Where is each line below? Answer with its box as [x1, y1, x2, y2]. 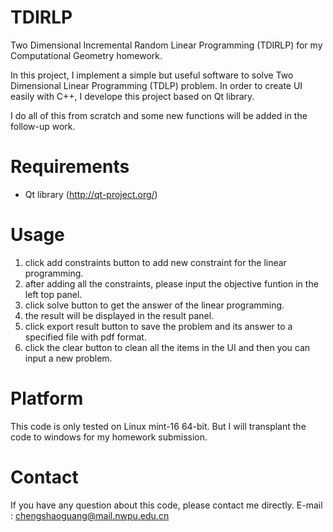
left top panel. [24, 288, 83, 300]
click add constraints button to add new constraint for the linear [24, 256, 287, 268]
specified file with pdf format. [24, 331, 147, 343]
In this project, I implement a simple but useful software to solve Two [10, 69, 294, 81]
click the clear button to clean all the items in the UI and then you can [24, 341, 311, 353]
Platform [10, 387, 84, 410]
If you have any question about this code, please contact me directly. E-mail [10, 499, 323, 511]
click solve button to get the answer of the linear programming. [24, 299, 285, 311]
